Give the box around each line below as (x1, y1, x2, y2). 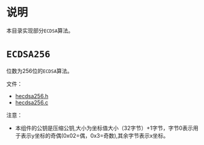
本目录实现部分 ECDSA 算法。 (6, 27, 74, 34)
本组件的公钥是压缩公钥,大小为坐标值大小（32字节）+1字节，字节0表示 (15, 124, 194, 132)
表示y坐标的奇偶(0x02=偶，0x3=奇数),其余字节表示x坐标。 (20, 132, 169, 139)
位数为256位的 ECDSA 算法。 (6, 67, 73, 74)
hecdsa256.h (15, 92, 49, 99)
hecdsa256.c (15, 99, 49, 106)
